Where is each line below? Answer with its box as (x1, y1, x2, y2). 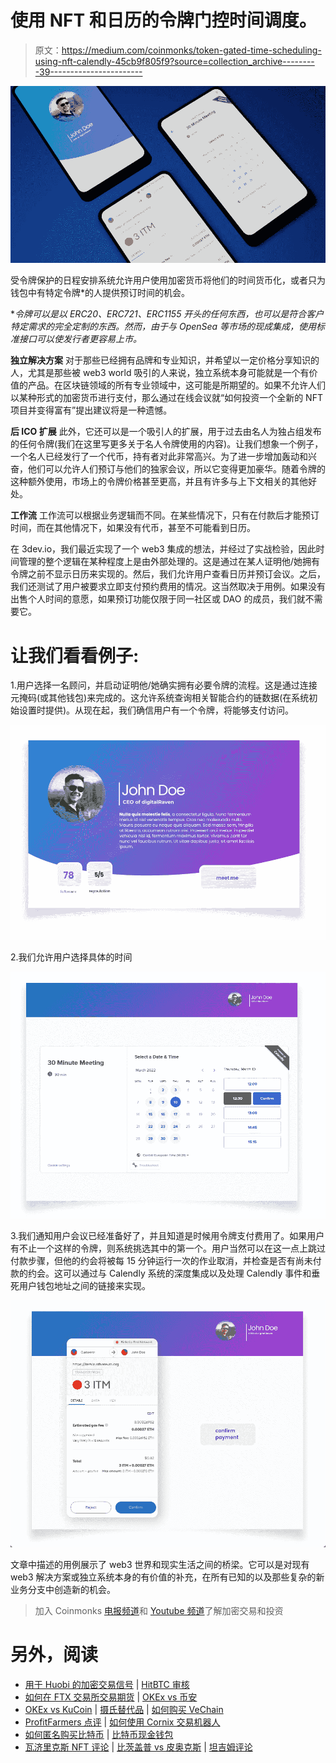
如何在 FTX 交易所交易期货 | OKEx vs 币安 (24, 1691, 198, 1703)
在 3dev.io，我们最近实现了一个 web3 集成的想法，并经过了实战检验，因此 (10, 543, 317, 555)
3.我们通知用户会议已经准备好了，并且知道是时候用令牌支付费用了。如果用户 (10, 1229, 325, 1241)
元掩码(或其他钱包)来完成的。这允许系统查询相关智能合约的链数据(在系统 (10, 692, 310, 704)
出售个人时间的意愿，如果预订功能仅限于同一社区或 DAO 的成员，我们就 (10, 593, 306, 605)
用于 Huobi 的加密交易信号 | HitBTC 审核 (24, 1679, 190, 1691)
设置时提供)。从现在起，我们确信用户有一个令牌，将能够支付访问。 (18, 704, 295, 716)
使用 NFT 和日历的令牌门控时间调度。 (10, 9, 317, 32)
